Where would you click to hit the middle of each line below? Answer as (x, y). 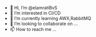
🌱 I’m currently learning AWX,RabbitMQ (50, 18)
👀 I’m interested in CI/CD (35, 13)
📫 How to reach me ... (33, 29)
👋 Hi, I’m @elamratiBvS (33, 8)
